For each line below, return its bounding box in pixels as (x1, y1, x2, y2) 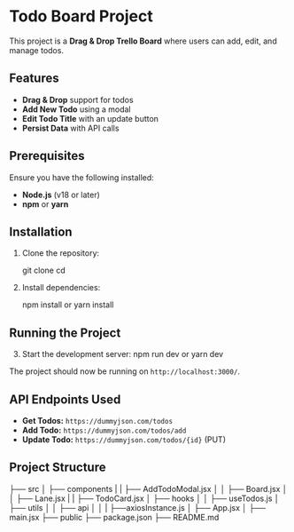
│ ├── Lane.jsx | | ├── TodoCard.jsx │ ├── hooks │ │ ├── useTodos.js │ (9, 493, 280, 504)
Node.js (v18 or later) (21, 189, 100, 200)
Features (9, 71, 59, 86)
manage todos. (9, 44, 65, 55)
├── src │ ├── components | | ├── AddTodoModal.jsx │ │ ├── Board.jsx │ (9, 483, 288, 494)
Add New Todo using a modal (21, 104, 131, 115)
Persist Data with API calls (21, 123, 120, 133)
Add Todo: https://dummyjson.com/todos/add (21, 425, 187, 435)
